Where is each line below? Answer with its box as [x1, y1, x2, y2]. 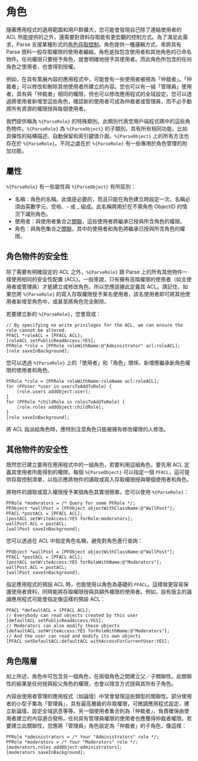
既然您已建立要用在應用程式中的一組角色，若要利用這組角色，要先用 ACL [6, 461, 183, 469]
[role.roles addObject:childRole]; [16, 404, 104, 410]
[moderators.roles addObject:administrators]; [6, 744, 123, 750]
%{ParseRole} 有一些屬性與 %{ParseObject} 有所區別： [6, 183, 136, 190]
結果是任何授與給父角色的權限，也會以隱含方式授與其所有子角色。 [16, 680, 177, 687]
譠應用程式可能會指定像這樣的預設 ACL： [6, 596, 106, 603]
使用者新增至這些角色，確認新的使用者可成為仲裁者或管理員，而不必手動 [16, 97, 192, 105]
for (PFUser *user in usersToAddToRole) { [6, 383, 112, 389]
